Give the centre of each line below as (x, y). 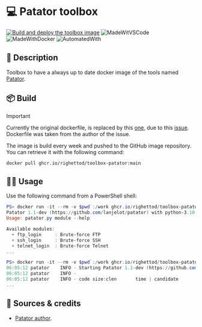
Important (18, 116)
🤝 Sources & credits (44, 304)
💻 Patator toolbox (52, 12)
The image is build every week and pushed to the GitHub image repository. (99, 146)
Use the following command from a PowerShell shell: (72, 196)
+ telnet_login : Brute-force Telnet (60, 246)
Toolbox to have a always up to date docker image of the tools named (93, 72)
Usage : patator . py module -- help (48, 218)
